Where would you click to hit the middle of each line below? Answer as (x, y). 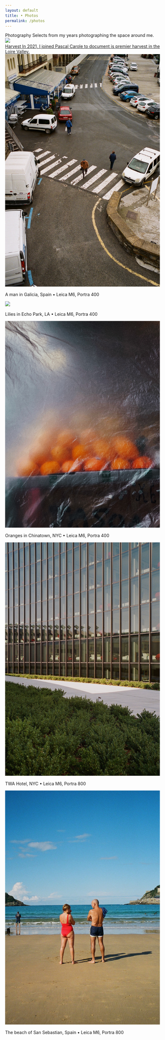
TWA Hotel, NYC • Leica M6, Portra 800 (45, 783)
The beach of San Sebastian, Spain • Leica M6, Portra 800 (65, 1033)
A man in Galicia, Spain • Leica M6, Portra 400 (52, 295)
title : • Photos (22, 15)
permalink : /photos (25, 21)
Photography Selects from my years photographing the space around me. (80, 35)
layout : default (22, 10)
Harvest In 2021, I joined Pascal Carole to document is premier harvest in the (82, 46)
